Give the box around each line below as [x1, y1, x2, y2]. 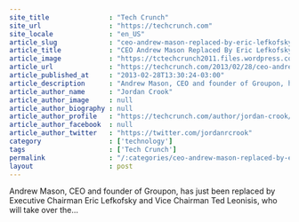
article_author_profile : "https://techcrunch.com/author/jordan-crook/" [9, 112, 296, 121]
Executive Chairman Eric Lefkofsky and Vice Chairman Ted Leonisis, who [9, 195, 278, 206]
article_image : [9, 54, 114, 63]
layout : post [9, 162, 133, 170]
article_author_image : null [9, 95, 133, 105]
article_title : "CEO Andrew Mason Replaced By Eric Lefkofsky [9, 46, 293, 55]
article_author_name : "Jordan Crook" [9, 87, 174, 96]
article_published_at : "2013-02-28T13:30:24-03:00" [9, 71, 225, 80]
